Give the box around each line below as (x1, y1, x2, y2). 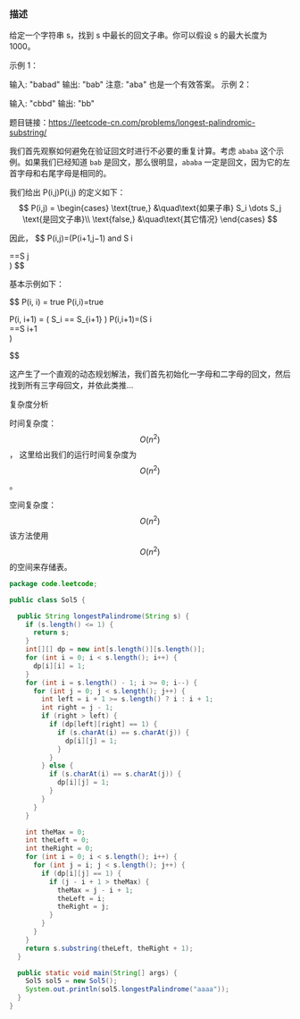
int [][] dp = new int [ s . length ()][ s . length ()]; (25, 645, 205, 654)
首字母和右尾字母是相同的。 (9, 168, 112, 179)
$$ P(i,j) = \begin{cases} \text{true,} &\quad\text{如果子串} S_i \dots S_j (18, 203, 282, 214)
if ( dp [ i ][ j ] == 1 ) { (41, 869, 122, 878)
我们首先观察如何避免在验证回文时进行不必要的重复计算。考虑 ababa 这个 (9, 146, 277, 157)
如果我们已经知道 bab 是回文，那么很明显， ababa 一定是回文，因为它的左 (24, 157, 291, 167)
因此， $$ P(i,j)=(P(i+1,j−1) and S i (9, 233, 133, 243)
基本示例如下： (9, 279, 64, 290)
